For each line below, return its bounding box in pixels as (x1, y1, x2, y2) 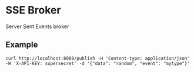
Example (5, 40, 38, 50)
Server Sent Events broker (5, 23, 69, 30)
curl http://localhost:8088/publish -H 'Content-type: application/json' (5, 55, 190, 61)
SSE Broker (5, 4, 61, 17)
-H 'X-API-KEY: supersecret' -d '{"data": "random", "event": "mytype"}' (5, 60, 190, 66)
